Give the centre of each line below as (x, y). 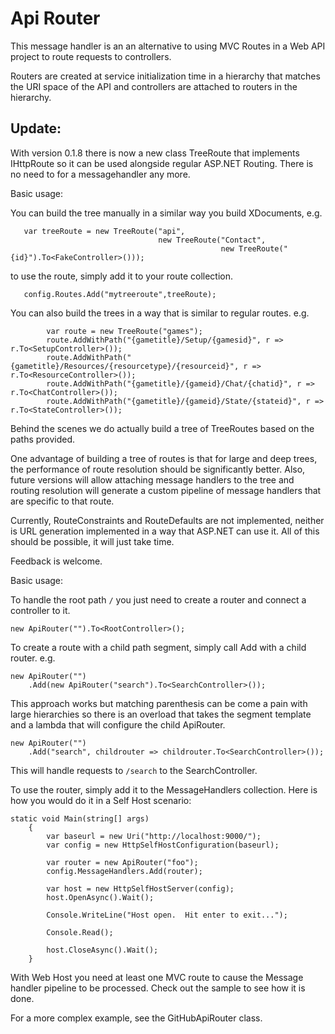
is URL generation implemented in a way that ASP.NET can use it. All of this (165, 531)
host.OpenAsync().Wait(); (100, 897)
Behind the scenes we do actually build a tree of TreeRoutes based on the (162, 428)
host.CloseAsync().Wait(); (102, 950)
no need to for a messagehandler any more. (100, 174)
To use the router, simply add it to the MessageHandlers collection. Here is (164, 789)
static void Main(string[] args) (80, 818)
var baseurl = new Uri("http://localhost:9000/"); (154, 836)
